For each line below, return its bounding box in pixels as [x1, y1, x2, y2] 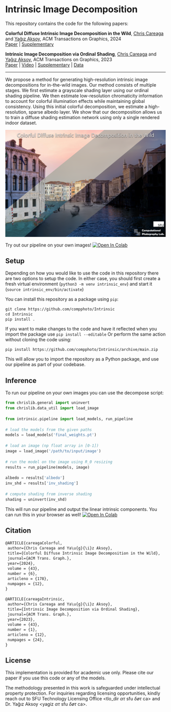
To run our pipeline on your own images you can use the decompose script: [5, 390, 164, 396]
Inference [5, 376, 37, 385]
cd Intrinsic [5, 312, 33, 317]
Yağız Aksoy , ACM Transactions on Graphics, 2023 [5, 56, 112, 62]
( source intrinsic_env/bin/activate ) [5, 286, 84, 292]
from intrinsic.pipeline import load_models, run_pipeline [5, 416, 133, 421]
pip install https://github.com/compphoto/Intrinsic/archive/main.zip [5, 347, 158, 352]
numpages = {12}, [7, 581, 44, 586]
